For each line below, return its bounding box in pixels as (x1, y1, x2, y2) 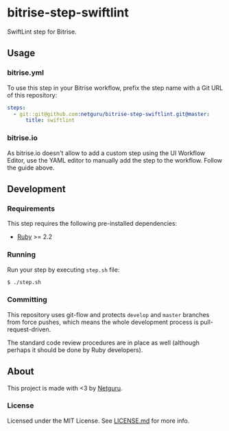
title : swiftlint (25, 117, 75, 124)
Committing (7, 295, 48, 305)
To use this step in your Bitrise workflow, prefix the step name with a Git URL (7, 84, 224, 92)
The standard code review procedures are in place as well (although (7, 338, 200, 347)
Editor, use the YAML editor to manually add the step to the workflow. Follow (7, 156, 223, 164)
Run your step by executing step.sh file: (7, 266, 120, 274)
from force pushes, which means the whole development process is (7, 318, 199, 326)
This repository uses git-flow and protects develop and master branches (7, 310, 210, 318)
